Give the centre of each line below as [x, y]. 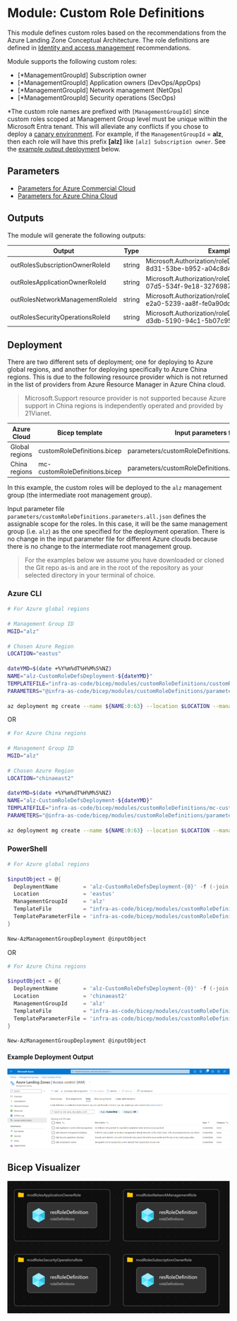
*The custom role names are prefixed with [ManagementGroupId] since [108, 111]
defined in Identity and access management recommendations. [99, 47]
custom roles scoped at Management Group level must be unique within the [117, 119]
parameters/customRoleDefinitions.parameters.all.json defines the [107, 516]
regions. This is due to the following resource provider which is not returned [117, 377]
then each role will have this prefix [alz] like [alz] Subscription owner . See [117, 141]
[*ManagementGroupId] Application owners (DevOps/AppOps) [109, 82]
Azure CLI [25, 593]
